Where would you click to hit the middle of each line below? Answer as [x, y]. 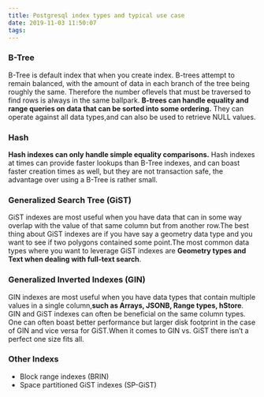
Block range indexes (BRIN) [64, 376]
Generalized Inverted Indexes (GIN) [77, 279]
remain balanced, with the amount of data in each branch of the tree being [129, 83]
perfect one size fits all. [46, 339]
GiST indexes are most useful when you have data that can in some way [125, 217]
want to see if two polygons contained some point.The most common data [129, 242]
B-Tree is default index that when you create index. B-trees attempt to [121, 75]
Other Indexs [33, 359]
